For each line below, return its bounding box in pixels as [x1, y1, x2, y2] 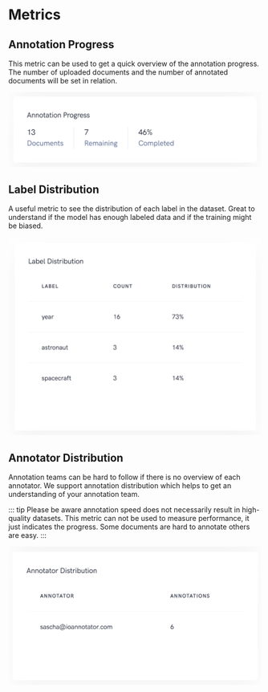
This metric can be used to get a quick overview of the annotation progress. [8, 59, 259, 68]
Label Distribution [8, 183, 99, 197]
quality [8, 513, 31, 523]
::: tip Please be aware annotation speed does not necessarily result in [8, 504, 241, 515]
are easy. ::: [8, 530, 47, 539]
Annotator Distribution [8, 451, 124, 465]
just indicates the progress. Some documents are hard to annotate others [8, 522, 250, 531]
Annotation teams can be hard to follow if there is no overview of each [8, 472, 241, 482]
